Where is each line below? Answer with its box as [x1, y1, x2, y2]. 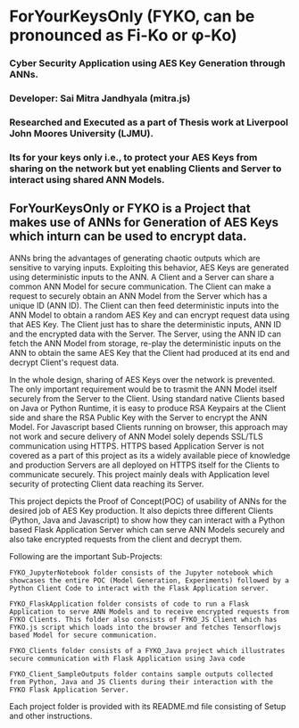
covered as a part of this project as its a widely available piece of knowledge [9, 450, 291, 460]
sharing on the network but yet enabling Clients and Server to [9, 162, 282, 175]
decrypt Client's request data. [9, 357, 119, 368]
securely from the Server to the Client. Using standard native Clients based [9, 393, 286, 403]
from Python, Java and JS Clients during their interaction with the [9, 677, 274, 686]
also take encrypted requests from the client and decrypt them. [9, 534, 243, 544]
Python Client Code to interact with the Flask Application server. [9, 583, 270, 592]
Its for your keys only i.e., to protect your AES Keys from [9, 151, 258, 163]
